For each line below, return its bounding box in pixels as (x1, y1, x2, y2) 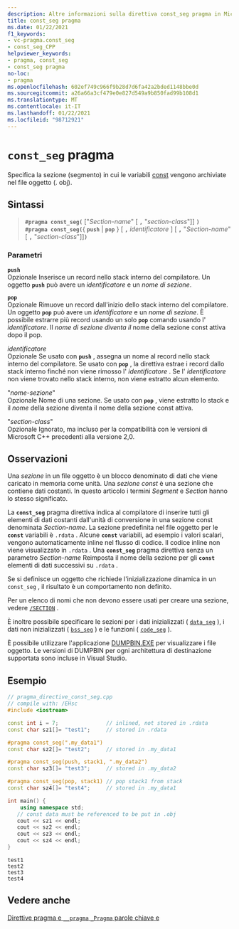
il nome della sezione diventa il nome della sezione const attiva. (7, 403, 193, 412)
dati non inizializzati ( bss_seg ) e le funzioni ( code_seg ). (7, 625, 172, 634)
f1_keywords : (7, 30, 46, 38)
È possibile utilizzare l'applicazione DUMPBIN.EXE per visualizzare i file (7, 639, 217, 647)
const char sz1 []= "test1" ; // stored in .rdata (7, 726, 167, 733)
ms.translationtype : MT (7, 97, 78, 104)
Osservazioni (7, 453, 68, 465)
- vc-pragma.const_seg (7, 37, 75, 44)
